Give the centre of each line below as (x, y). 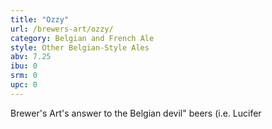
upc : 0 (24, 85)
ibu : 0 (24, 66)
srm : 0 (24, 76)
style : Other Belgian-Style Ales (80, 47)
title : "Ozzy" (40, 19)
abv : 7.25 (31, 57)
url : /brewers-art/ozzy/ (62, 29)
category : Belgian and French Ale (82, 38)
